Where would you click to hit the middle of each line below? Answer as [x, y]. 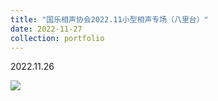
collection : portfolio [57, 38]
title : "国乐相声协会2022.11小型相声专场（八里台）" [109, 19]
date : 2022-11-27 [46, 29]
